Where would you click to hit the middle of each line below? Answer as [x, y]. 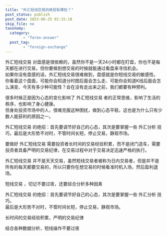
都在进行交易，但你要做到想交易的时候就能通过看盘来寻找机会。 [75, 68]
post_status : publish [28, 14]
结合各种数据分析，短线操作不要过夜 [42, 228]
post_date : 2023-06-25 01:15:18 [39, 19]
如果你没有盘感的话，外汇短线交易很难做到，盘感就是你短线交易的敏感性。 [82, 74]
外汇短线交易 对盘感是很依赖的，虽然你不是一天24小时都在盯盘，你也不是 [81, 62]
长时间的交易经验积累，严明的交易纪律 [44, 217]
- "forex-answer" [41, 38]
